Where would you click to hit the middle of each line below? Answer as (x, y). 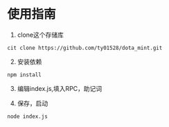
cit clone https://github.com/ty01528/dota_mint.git (85, 48)
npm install (24, 75)
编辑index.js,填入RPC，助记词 (60, 88)
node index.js (28, 116)
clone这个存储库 (41, 35)
